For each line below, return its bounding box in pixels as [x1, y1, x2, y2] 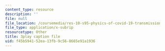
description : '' [5, 12, 38, 17]
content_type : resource [5, 7, 54, 12]
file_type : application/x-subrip [5, 25, 74, 30]
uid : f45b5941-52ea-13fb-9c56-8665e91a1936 [5, 39, 96, 44]
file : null [5, 16, 27, 21]
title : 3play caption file [5, 34, 60, 39]
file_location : [5, 20, 36, 26]
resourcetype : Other [5, 30, 48, 34]
